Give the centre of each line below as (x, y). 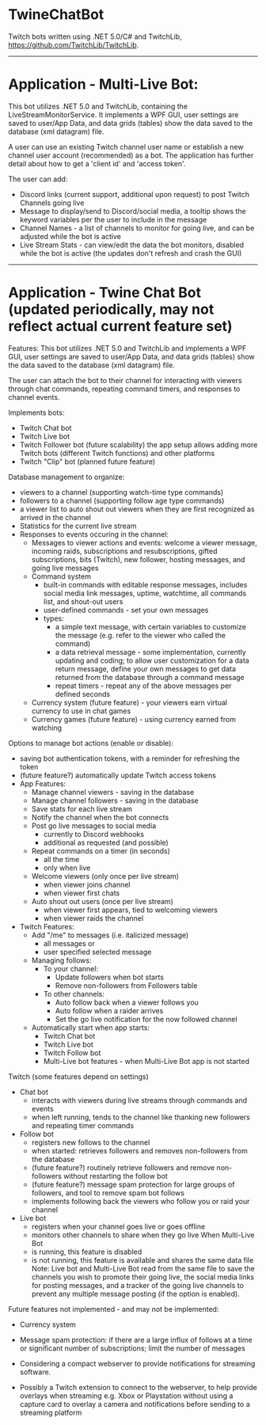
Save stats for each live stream (82, 808)
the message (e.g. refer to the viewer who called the (140, 635)
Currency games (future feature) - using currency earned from (133, 719)
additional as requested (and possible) (106, 842)
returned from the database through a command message (150, 677)
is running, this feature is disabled (87, 1252)
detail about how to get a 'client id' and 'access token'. (97, 163)
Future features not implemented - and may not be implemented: (114, 1309)
